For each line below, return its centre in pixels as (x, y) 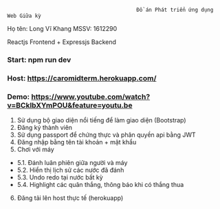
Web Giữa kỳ (24, 16)
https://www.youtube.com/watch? (90, 96)
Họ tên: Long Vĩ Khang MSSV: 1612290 (62, 29)
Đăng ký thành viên (45, 128)
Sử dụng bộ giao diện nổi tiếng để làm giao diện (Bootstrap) (102, 120)
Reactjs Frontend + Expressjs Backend (62, 42)
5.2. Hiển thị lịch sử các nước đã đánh (70, 170)
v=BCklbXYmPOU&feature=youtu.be (70, 105)
